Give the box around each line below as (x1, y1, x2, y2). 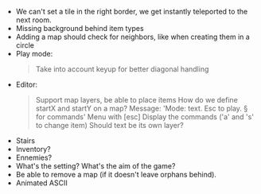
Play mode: (15, 49, 53, 58)
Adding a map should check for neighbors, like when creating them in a (15, 32, 251, 41)
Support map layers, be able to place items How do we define (35, 95, 239, 104)
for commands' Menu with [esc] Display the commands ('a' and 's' (35, 112, 255, 122)
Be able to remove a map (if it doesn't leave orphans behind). (15, 170, 217, 179)
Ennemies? (15, 153, 53, 162)
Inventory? (15, 145, 52, 153)
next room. (15, 15, 52, 25)
